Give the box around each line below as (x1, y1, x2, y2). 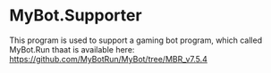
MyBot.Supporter (9, 5, 142, 26)
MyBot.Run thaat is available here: (9, 44, 135, 54)
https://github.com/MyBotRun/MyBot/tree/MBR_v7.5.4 (9, 53, 208, 64)
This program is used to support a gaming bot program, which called (9, 35, 262, 45)
